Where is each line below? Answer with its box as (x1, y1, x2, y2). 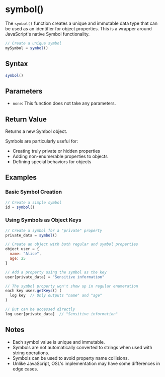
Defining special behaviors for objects (12, 159, 92, 165)
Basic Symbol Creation (5, 188, 62, 196)
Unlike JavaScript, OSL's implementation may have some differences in (12, 360, 160, 366)
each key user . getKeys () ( (5, 288, 62, 294)
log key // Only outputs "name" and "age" (10, 293, 102, 298)
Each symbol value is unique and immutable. (12, 339, 105, 345)
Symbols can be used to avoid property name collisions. (12, 355, 129, 361)
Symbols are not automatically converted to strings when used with (12, 344, 152, 350)
